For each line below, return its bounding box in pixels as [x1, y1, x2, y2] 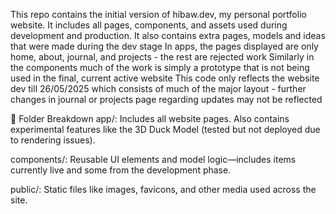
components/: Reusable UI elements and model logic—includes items [10, 154, 297, 165]
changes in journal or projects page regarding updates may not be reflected [10, 94, 323, 105]
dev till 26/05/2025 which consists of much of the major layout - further [10, 83, 307, 94]
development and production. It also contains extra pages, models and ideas [10, 30, 326, 41]
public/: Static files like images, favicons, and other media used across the [10, 184, 317, 195]
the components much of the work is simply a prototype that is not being [10, 62, 310, 73]
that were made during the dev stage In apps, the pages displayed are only [10, 40, 319, 52]
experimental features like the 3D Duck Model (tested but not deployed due [10, 124, 321, 135]
